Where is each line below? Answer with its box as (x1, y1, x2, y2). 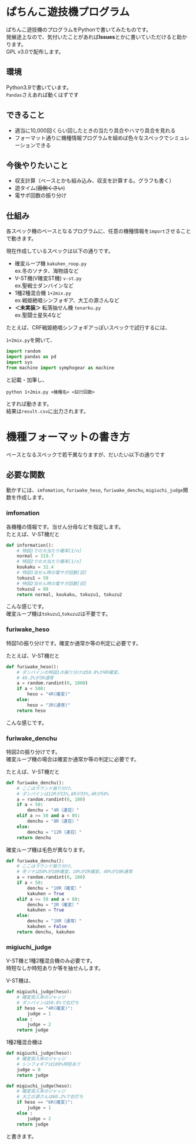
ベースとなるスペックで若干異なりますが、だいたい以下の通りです (6, 451, 165, 458)
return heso (16, 708, 46, 714)
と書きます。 (6, 1133, 37, 1140)
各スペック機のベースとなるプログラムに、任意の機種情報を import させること (6, 227, 191, 235)
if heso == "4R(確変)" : (16, 1005, 74, 1011)
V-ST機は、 (6, 977, 34, 984)
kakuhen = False (27, 923, 67, 930)
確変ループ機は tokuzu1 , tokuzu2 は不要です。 (6, 611, 111, 618)
